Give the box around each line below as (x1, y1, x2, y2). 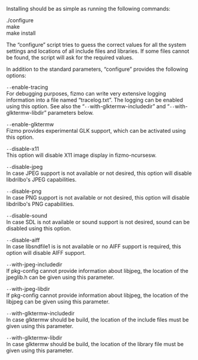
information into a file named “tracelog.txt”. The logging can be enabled (6, 96, 184, 103)
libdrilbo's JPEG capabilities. (6, 176, 77, 183)
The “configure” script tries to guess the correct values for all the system (6, 41, 187, 48)
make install (6, 29, 36, 37)
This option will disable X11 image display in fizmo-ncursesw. (6, 151, 157, 159)
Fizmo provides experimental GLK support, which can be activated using (6, 127, 186, 134)
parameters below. (47, 109, 94, 116)
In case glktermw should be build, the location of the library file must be (6, 341, 184, 347)
